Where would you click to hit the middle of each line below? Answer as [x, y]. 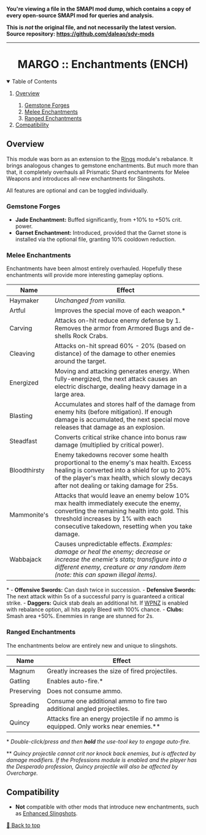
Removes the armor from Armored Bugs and [118, 328]
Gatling [20, 681]
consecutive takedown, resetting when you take [123, 527]
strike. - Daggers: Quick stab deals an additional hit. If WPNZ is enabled [97, 603]
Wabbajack [25, 560]
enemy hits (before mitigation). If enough [113, 412]
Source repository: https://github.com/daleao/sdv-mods [80, 34]
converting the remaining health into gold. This [121, 511]
